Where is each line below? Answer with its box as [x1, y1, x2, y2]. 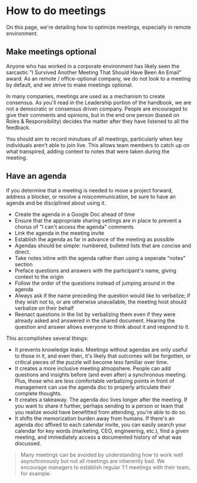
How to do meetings [6, 4, 106, 18]
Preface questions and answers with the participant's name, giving [14, 267, 176, 274]
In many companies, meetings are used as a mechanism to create [6, 92, 165, 99]
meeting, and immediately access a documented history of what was [14, 434, 182, 441]
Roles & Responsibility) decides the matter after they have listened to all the [6, 118, 189, 125]
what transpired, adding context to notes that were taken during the [6, 148, 170, 155]
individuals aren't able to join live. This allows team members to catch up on [6, 141, 190, 148]
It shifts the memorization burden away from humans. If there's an [14, 415, 175, 422]
